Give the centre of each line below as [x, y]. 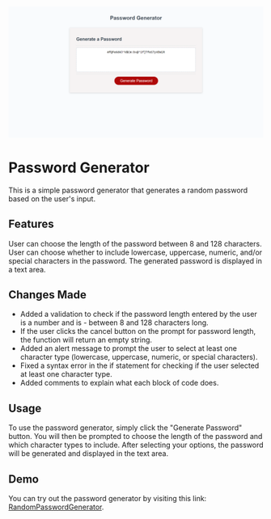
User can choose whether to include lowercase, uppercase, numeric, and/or [135, 252]
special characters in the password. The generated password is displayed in [135, 260]
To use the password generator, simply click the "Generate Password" [125, 428]
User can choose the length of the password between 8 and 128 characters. [135, 243]
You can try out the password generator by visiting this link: [108, 499]
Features [31, 224]
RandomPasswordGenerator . [56, 507]
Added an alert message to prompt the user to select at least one [128, 348]
